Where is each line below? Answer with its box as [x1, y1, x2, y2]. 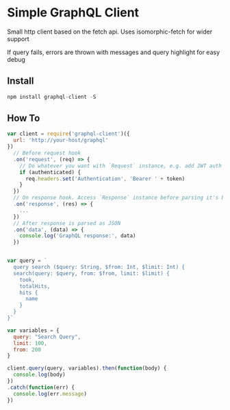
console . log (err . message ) [13, 390, 88, 397]
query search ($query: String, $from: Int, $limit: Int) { [13, 264, 186, 271]
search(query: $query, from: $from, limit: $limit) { [13, 269, 170, 277]
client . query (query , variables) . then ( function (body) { [7, 365, 167, 372]
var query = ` [7, 257, 48, 265]
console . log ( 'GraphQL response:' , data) [19, 232, 136, 239]
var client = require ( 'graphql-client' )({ [7, 130, 130, 138]
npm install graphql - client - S [7, 93, 97, 100]
